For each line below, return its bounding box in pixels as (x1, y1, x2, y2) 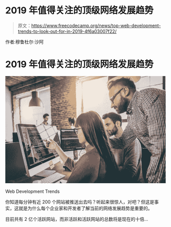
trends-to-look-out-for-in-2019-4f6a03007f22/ (17, 28, 117, 34)
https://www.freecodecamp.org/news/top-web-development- (31, 22, 161, 29)
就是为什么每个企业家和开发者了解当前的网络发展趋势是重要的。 (18, 205, 153, 211)
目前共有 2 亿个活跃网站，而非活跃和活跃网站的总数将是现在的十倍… (5, 216, 149, 222)
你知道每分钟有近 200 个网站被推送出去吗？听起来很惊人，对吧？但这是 (5, 198, 155, 205)
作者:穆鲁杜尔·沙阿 (5, 39, 44, 45)
